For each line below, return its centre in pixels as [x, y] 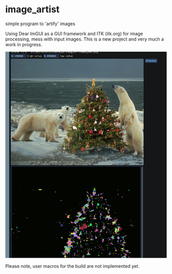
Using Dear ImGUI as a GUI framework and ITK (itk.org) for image [74, 33]
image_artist [33, 9]
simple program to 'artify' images [40, 24]
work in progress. [24, 44]
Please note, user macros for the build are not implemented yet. [72, 266]
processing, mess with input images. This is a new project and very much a [85, 39]
